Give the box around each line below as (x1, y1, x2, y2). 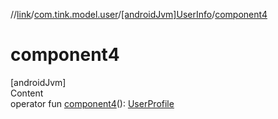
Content (10, 87, 44, 99)
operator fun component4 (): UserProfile (10, 97, 175, 109)
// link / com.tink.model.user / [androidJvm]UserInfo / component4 (10, 9, 268, 20)
